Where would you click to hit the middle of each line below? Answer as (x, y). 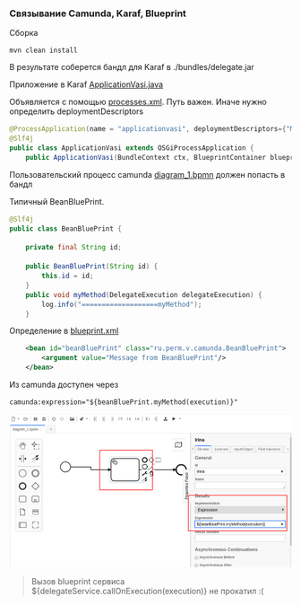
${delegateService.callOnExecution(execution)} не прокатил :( (147, 592)
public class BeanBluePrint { (66, 228)
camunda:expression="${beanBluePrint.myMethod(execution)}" (124, 402)
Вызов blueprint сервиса (78, 582)
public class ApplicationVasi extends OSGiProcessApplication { (132, 148)
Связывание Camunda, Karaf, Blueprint (98, 13)
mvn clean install (43, 51)
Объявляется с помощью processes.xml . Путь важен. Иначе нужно (138, 102)
